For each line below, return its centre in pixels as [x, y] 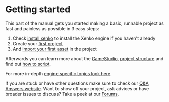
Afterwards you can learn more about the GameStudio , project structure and [84, 58]
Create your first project [38, 43]
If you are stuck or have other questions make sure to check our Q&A [77, 83]
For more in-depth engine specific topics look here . [59, 73]
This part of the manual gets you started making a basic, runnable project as [84, 23]
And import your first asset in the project [55, 49]
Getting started [38, 9]
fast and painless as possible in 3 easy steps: [52, 28]
